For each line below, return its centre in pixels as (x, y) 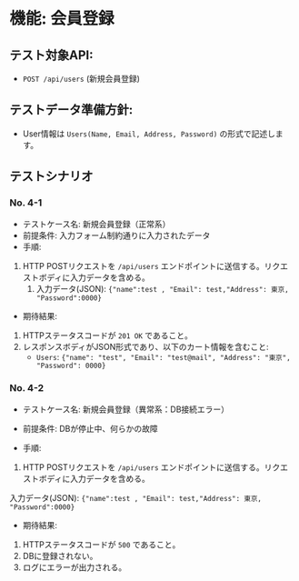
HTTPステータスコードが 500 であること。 (101, 544)
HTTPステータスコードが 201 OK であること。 (107, 335)
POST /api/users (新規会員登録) (81, 79)
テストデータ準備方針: (71, 110)
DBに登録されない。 (60, 556)
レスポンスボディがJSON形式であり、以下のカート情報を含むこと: (146, 346)
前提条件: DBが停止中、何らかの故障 (90, 428)
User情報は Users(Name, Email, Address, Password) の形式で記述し (149, 134)
